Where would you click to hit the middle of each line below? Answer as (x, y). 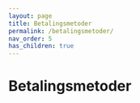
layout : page (30, 16)
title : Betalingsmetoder (50, 24)
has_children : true (41, 46)
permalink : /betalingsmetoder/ (61, 31)
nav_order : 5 (30, 39)
